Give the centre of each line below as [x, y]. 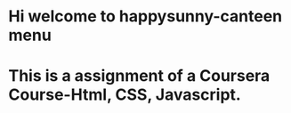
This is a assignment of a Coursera [139, 76]
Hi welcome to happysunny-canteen [145, 16]
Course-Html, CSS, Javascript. [125, 95]
